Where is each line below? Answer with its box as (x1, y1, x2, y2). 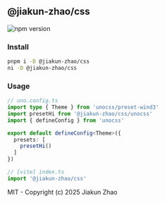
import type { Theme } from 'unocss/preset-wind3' (7, 104, 159, 111)
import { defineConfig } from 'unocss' (7, 116, 125, 124)
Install (7, 42, 30, 51)
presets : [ (13, 136, 46, 143)
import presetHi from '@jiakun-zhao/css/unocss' (7, 110, 153, 117)
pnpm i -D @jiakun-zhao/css (7, 58, 90, 66)
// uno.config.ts (7, 97, 59, 104)
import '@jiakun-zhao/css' (7, 175, 87, 182)
